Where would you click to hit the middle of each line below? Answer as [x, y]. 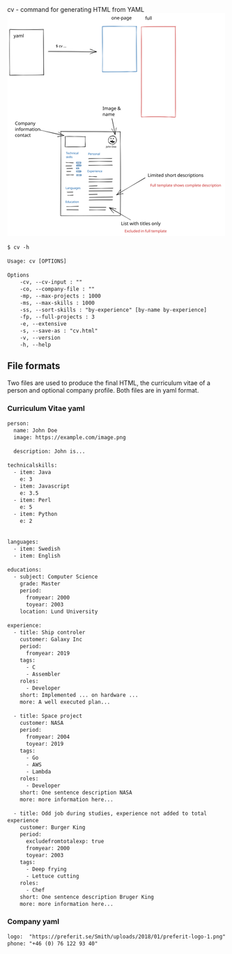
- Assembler [43, 674]
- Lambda [38, 772]
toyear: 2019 [45, 744]
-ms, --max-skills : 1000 [57, 303]
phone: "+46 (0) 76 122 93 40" [53, 944]
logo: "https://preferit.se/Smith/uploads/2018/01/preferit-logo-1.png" [117, 937]
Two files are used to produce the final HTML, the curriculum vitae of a [109, 383]
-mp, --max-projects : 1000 [60, 296]
